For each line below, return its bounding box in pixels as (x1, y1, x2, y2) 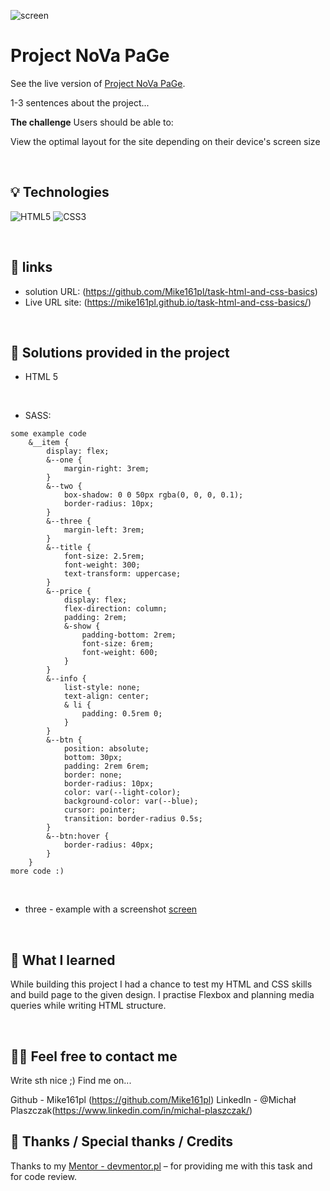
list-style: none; (63, 683, 141, 693)
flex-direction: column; (63, 604, 168, 614)
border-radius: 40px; (63, 840, 155, 850)
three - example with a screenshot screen (24, 903, 198, 915)
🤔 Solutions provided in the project (10, 344, 230, 361)
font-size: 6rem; (81, 639, 155, 649)
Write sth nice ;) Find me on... (10, 1075, 132, 1086)
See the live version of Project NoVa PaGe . (10, 77, 186, 89)
